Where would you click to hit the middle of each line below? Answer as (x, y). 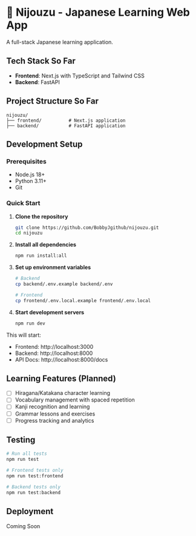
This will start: (24, 335)
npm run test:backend (34, 492)
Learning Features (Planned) (61, 378)
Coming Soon (23, 526)
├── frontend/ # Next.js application (66, 121)
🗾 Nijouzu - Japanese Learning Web (98, 12)
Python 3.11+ (31, 181)
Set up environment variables (53, 267)
